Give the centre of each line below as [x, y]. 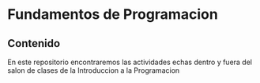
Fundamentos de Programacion [113, 14]
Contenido [34, 43]
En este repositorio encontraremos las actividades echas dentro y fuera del [130, 62]
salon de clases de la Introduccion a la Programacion [94, 70]
